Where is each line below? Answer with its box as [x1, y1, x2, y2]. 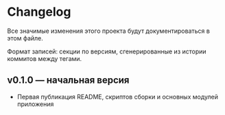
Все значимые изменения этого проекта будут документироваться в [7, 27, 211, 35]
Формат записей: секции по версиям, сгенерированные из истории [7, 47, 207, 55]
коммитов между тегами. [7, 54, 82, 62]
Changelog [7, 4, 71, 20]
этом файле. [7, 34, 43, 42]
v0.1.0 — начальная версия [7, 75, 130, 86]
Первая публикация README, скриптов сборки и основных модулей [16, 92, 218, 101]
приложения [16, 100, 54, 108]
